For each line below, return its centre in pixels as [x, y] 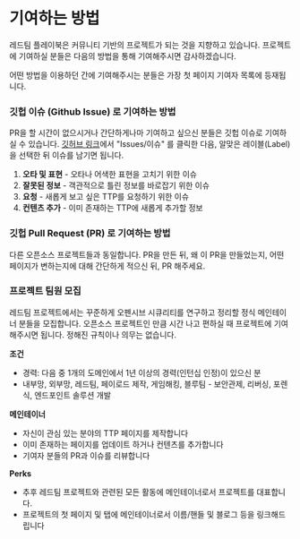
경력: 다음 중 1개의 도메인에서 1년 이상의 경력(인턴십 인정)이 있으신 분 [141, 372]
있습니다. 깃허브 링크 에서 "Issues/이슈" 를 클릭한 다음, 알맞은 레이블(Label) [159, 144]
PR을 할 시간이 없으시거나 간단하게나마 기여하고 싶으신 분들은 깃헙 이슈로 [136, 133]
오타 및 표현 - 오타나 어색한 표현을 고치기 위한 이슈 [109, 175]
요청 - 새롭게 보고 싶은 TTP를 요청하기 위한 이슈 [106, 197]
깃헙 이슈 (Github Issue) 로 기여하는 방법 [93, 111]
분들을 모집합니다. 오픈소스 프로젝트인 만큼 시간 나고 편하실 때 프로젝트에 [145, 323]
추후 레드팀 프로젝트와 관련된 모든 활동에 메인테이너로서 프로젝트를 [138, 492]
